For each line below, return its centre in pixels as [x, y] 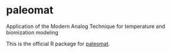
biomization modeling [32, 32]
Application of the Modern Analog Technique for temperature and [86, 26]
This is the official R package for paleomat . [58, 44]
